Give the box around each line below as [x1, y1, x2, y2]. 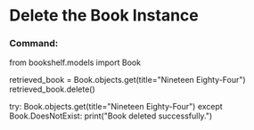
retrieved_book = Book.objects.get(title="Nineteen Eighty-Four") [9, 75, 247, 85]
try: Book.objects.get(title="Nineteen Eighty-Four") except [9, 102, 223, 112]
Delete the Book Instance [9, 5, 199, 26]
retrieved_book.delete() [9, 84, 95, 94]
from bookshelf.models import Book [9, 57, 141, 68]
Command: [9, 37, 59, 50]
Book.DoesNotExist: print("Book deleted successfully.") [9, 110, 213, 121]
